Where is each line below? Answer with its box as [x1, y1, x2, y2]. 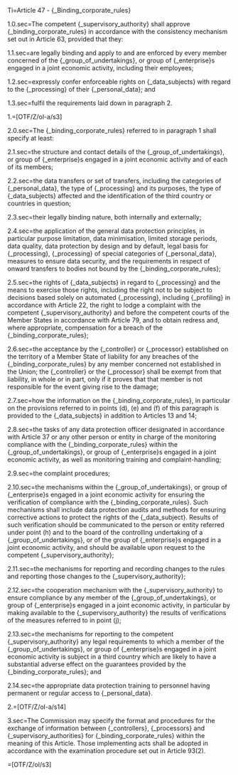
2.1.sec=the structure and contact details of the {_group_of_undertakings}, [7, 148, 225, 156]
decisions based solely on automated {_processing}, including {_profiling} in [7, 293, 231, 301]
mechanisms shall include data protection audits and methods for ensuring [7, 506, 226, 514]
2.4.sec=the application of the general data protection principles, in [7, 227, 205, 235]
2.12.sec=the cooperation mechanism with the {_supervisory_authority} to [7, 586, 223, 594]
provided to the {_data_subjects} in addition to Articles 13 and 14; [7, 411, 198, 420]
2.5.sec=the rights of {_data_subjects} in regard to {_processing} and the [7, 278, 221, 286]
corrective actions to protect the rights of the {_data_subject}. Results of [7, 513, 219, 521]
